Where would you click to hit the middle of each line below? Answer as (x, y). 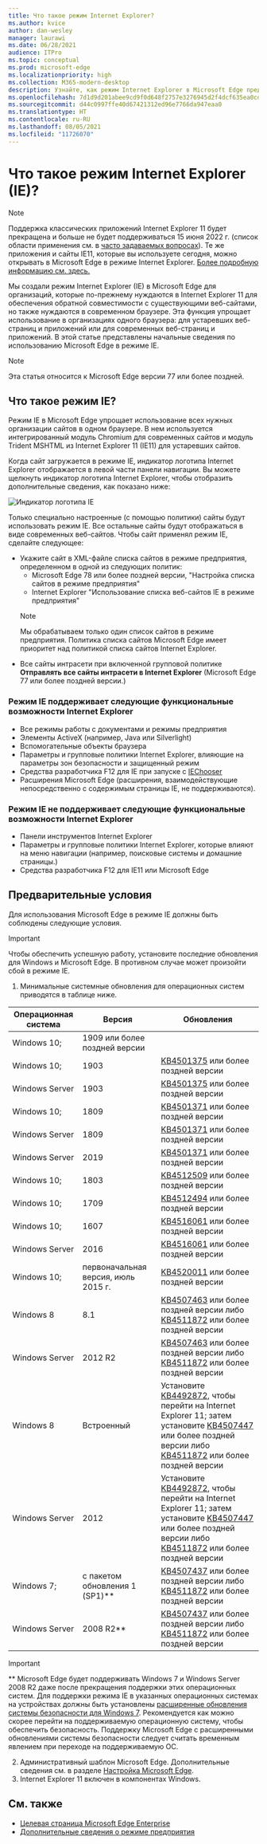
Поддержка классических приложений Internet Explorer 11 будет (118, 228)
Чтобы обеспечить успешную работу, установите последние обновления (133, 953)
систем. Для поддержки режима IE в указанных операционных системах (133, 1696)
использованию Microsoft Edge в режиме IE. (84, 345)
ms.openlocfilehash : (43, 97)
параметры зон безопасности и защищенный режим (110, 763)
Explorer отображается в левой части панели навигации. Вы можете (124, 470)
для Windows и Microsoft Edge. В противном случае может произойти (127, 962)
